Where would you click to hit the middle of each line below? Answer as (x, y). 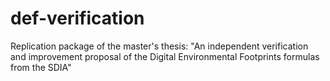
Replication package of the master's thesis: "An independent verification (159, 46)
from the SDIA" (41, 67)
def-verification (77, 18)
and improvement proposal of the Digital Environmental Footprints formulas (165, 56)
